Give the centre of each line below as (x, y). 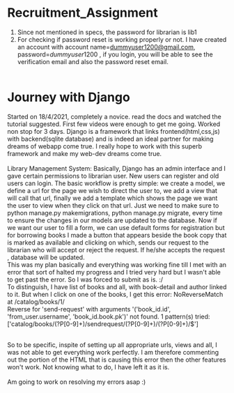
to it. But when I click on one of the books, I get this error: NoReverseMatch (115, 294)
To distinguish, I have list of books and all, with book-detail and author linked (117, 286)
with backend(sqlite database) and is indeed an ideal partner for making (110, 139)
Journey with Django (69, 97)
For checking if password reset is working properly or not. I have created (122, 39)
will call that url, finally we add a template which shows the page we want (112, 198)
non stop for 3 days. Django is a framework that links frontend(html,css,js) (114, 131)
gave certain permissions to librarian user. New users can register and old (113, 176)
